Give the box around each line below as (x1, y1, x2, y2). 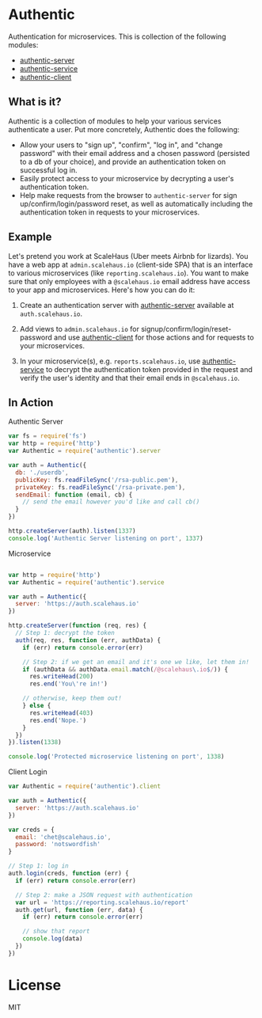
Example (8, 230, 52, 244)
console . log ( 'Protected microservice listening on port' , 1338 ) (8, 753, 225, 761)
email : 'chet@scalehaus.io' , (15, 833, 112, 841)
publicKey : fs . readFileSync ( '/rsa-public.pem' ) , (15, 476, 179, 484)
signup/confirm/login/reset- (141, 324, 232, 333)
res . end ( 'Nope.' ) (28, 716, 87, 724)
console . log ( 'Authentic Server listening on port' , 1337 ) (8, 534, 203, 542)
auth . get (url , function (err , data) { (15, 906, 144, 914)
